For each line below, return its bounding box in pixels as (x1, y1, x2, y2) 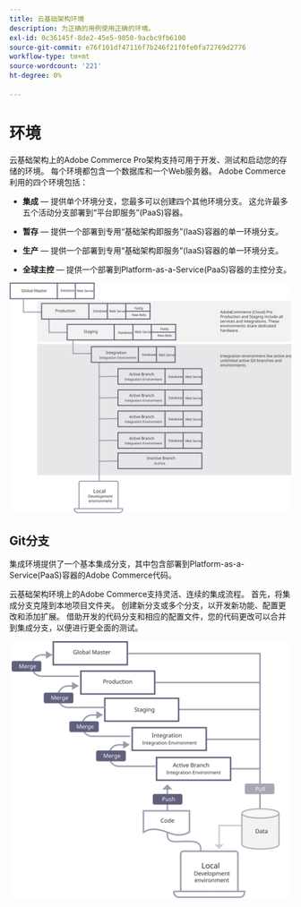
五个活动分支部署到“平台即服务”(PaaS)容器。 (21, 207, 188, 218)
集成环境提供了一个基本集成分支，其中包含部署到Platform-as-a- (9, 558, 245, 569)
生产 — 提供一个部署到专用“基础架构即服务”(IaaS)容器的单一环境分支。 (21, 244, 284, 255)
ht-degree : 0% (9, 72, 63, 81)
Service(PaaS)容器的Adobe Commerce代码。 (9, 569, 176, 580)
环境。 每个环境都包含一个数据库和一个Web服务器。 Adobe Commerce (24, 166, 287, 176)
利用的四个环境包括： (9, 176, 88, 187)
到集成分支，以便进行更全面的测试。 (9, 622, 143, 633)
